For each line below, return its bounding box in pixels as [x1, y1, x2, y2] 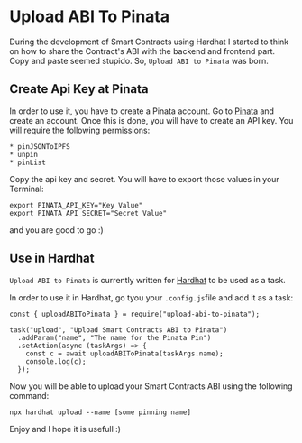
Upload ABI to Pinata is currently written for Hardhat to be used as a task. [9, 274, 286, 285]
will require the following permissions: [9, 125, 151, 135]
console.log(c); [25, 356, 87, 366]
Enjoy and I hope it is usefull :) [9, 423, 122, 434]
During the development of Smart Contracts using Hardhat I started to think [9, 36, 289, 47]
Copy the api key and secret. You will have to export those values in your [9, 173, 279, 184]
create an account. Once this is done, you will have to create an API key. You [9, 115, 294, 125]
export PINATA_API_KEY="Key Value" [9, 200, 143, 209]
